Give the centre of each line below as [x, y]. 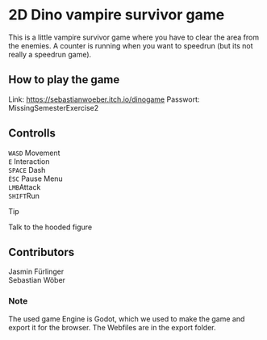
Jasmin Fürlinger [36, 271]
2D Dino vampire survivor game [117, 15]
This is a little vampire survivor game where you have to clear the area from [134, 37]
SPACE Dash [27, 170]
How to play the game [64, 80]
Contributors [42, 252]
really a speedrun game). [50, 54]
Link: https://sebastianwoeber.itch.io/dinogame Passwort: [104, 99]
